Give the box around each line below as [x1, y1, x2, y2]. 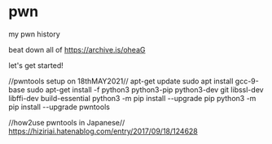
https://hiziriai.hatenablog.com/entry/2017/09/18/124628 [8, 126, 198, 136]
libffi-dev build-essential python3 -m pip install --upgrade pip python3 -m [8, 93, 257, 103]
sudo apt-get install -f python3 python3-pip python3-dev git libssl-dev [27, 84, 264, 95]
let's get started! [8, 60, 64, 70]
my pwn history [8, 29, 61, 39]
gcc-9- [235, 76, 259, 86]
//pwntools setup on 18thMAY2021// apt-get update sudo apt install [8, 76, 234, 86]
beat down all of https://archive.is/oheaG [8, 44, 146, 54]
